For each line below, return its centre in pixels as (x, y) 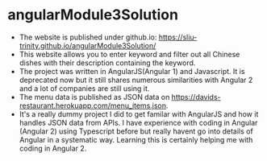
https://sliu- (178, 37)
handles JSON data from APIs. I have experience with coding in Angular (138, 122)
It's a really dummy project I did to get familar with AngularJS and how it (139, 114)
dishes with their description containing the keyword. (107, 63)
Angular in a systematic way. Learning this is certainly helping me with (136, 139)
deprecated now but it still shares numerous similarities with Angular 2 (136, 80)
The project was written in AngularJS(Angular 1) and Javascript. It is (132, 71)
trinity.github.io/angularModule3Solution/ (88, 45)
